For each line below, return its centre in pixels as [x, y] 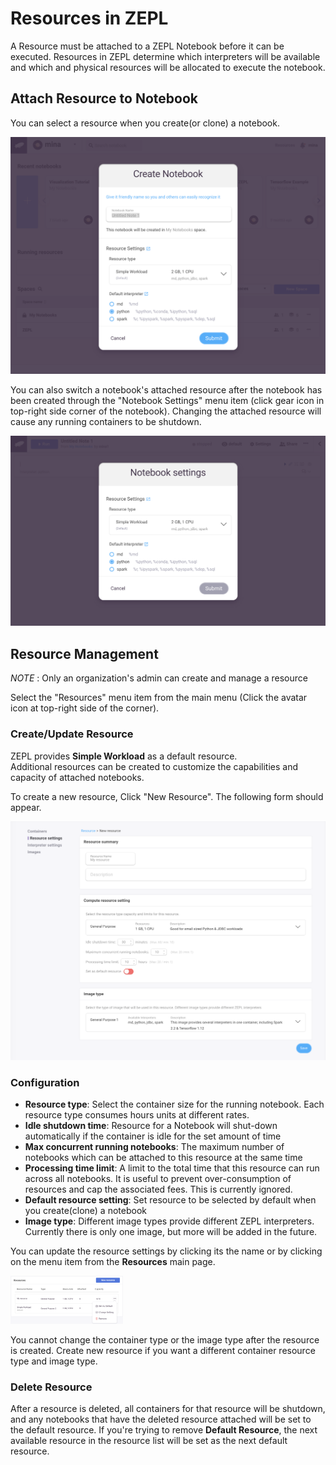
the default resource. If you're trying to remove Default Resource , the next [164, 1430]
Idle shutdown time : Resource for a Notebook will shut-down [151, 1126]
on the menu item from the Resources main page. [113, 1262]
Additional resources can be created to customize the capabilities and [154, 766]
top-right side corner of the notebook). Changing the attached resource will [166, 411]
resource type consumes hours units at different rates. [137, 1115]
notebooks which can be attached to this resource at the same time [163, 1158]
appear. [26, 807]
